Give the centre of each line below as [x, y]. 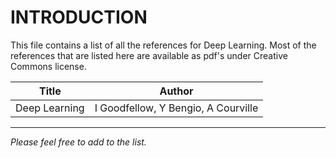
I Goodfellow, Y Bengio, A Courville [176, 108]
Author [176, 91]
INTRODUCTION [79, 17]
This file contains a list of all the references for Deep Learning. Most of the [163, 45]
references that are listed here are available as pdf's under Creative [149, 55]
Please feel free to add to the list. [78, 142]
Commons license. [48, 66]
